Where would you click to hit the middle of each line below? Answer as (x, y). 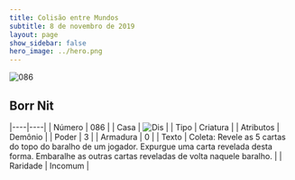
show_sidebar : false (48, 43)
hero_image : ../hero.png (56, 52)
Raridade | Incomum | (50, 166)
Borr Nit (32, 105)
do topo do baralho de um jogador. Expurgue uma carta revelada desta (141, 147)
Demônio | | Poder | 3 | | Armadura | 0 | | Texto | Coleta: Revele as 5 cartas (147, 137)
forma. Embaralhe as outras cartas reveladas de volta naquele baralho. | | (146, 156)
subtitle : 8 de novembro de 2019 (72, 26)
